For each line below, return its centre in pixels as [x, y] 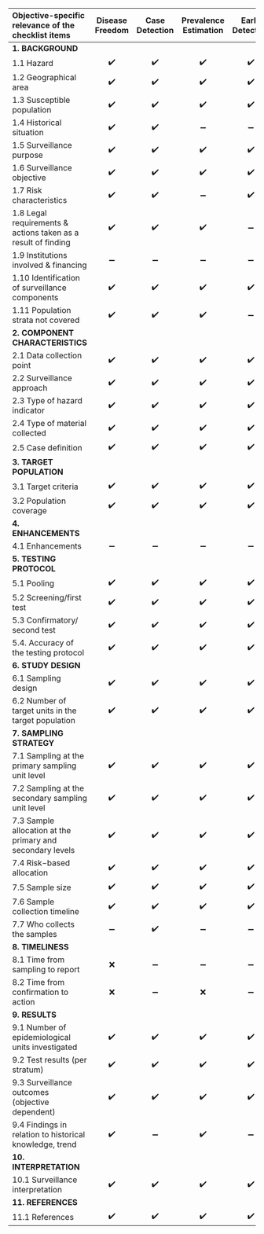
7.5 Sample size [42, 887]
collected [29, 433]
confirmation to [40, 992]
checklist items [41, 35]
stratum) [28, 1070]
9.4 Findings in [40, 1125]
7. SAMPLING [38, 733]
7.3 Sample [33, 821]
